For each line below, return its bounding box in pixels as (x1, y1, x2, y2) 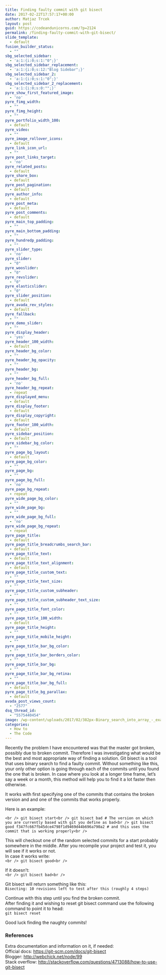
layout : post (5, 21, 32, 26)
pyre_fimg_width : (5, 100, 41, 105)
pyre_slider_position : (5, 293, 52, 298)
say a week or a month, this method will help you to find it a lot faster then (5, 777, 156, 782)
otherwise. (5, 782, 27, 788)
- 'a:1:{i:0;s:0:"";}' (9, 85, 56, 91)
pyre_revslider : (5, 275, 39, 280)
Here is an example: (5, 806, 46, 812)
